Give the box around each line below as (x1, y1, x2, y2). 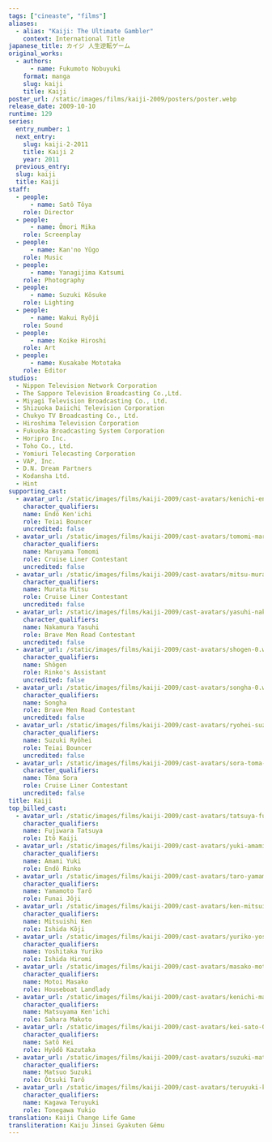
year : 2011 (23, 155, 60, 163)
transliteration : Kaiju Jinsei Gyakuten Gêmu (8, 1121, 164, 1129)
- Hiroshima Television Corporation (15, 420, 139, 428)
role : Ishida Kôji (23, 924, 85, 933)
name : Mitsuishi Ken (23, 917, 92, 925)
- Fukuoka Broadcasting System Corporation (15, 427, 164, 435)
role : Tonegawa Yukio (23, 1105, 96, 1114)
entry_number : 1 (15, 125, 70, 133)
